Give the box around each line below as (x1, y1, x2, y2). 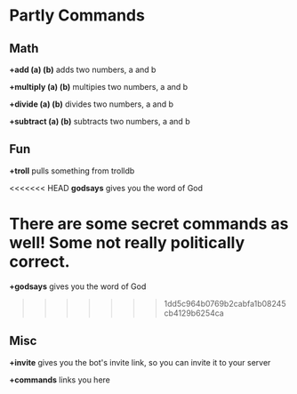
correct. (9, 252, 70, 271)
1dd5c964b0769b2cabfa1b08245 (164, 298, 286, 309)
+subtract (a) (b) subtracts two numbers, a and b (9, 117, 190, 126)
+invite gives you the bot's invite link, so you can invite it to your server (9, 357, 271, 367)
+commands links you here (9, 374, 111, 385)
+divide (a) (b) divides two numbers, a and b (9, 99, 173, 109)
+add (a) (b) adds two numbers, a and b (9, 64, 157, 75)
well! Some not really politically (9, 233, 245, 253)
